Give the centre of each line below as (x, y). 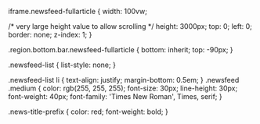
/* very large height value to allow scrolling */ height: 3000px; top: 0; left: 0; (130, 26)
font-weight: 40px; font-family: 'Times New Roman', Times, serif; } (115, 96)
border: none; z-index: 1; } (50, 35)
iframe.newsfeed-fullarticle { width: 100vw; (78, 11)
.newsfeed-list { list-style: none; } (62, 65)
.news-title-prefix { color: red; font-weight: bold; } (88, 112)
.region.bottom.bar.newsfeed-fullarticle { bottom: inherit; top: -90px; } (121, 50)
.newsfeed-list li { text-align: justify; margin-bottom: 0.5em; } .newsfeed (124, 80)
